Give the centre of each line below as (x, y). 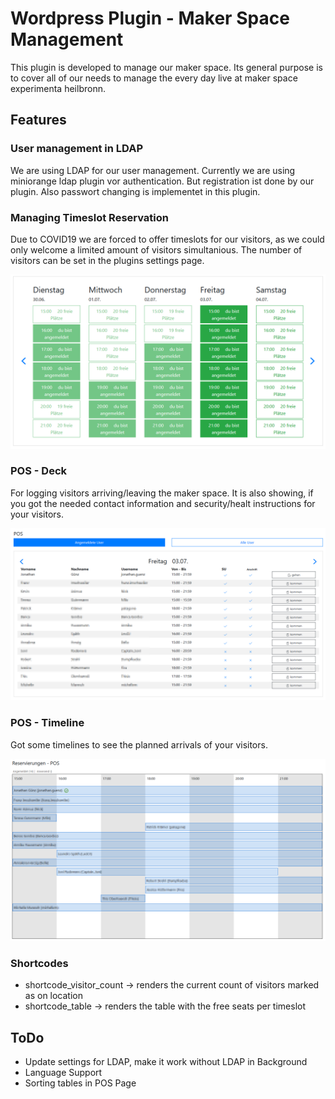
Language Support (63, 1073)
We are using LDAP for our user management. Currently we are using (153, 170)
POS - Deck (38, 471)
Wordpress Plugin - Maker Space (150, 18)
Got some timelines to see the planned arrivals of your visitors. (139, 744)
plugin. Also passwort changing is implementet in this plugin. (135, 191)
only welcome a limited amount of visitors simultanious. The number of (156, 249)
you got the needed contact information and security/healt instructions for (163, 503)
